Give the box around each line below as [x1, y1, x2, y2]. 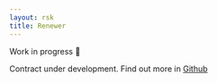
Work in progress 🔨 [9, 46, 81, 56]
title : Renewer [9, 21, 67, 30]
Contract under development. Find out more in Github [9, 63, 209, 74]
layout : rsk [9, 12, 54, 22]
